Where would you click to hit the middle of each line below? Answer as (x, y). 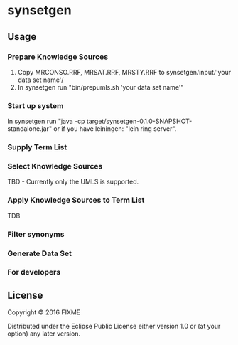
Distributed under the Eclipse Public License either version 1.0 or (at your (114, 327)
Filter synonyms (36, 234)
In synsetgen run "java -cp (46, 121)
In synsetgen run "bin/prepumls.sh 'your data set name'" (101, 87)
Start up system (36, 105)
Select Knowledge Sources (55, 166)
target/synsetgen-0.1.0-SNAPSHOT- (139, 121)
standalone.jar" (29, 129)
